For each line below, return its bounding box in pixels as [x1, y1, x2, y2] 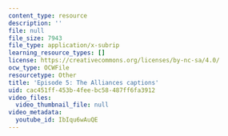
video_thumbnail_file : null [15, 101, 110, 109]
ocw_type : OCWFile [8, 64, 70, 72]
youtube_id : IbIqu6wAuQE [15, 116, 98, 124]
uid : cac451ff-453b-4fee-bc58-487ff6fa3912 [8, 86, 156, 94]
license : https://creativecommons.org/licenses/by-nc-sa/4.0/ [8, 57, 220, 65]
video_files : [8, 94, 52, 102]
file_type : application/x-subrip [8, 42, 120, 50]
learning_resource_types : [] [8, 49, 106, 57]
